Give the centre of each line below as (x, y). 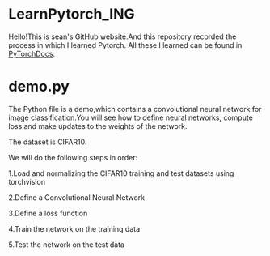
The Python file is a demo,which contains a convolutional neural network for (135, 109)
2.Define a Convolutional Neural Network (77, 197)
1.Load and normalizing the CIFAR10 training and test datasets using (121, 173)
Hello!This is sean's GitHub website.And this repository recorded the (122, 36)
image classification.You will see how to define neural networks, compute (131, 117)
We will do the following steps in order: (73, 157)
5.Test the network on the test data (67, 245)
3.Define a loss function (48, 213)
